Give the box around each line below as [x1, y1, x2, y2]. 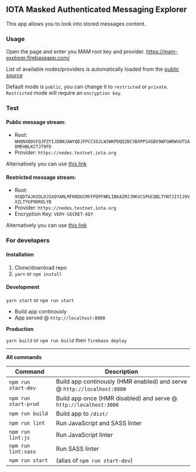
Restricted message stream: [6, 174, 76, 181]
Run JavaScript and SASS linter [55, 419, 142, 427]
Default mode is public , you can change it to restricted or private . [6, 83, 168, 90]
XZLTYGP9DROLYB [14, 199, 52, 205]
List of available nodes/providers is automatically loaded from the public [6, 66, 180, 73]
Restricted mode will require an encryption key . [6, 89, 123, 97]
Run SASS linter [55, 445, 99, 453]
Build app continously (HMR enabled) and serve [55, 377, 188, 385]
